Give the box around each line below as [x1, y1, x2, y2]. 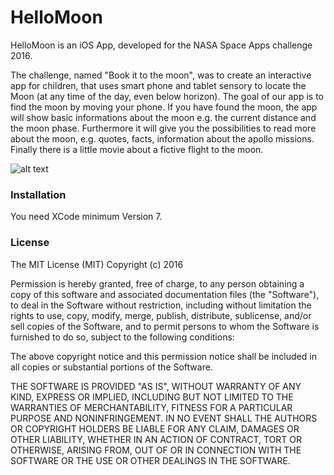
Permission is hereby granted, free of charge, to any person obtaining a [10, 277, 305, 290]
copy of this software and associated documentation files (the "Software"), [10, 288, 320, 300]
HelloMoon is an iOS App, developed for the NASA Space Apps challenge [10, 39, 313, 51]
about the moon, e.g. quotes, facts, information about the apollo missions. [10, 132, 315, 145]
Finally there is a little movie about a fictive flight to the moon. [10, 143, 264, 155]
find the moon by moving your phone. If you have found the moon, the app [10, 101, 318, 113]
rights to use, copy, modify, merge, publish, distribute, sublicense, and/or [10, 309, 312, 321]
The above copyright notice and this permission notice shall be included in [10, 350, 317, 362]
